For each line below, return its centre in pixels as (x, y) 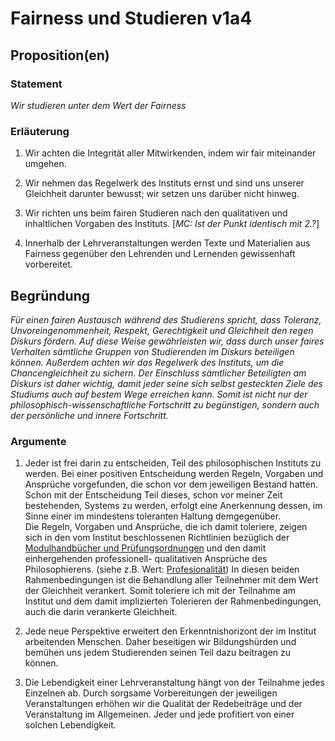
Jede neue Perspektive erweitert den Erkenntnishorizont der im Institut (170, 631)
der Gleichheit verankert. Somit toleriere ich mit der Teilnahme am (160, 591)
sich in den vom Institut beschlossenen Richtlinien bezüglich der (157, 538)
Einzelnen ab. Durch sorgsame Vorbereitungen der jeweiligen (151, 693)
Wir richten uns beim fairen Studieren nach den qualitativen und (156, 213)
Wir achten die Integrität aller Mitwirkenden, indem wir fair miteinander (170, 153)
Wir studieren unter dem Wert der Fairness (98, 105)
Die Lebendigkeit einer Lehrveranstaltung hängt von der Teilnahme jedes (174, 683)
